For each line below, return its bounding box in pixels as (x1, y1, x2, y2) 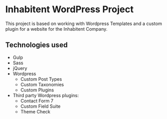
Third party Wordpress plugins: (12, 92, 79, 98)
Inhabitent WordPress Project (5, 4, 134, 15)
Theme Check (20, 108, 50, 114)
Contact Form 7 (20, 98, 54, 104)
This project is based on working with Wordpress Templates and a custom (5, 20, 162, 27)
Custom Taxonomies (20, 81, 64, 87)
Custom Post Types (20, 76, 62, 82)
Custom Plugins (20, 87, 54, 93)
